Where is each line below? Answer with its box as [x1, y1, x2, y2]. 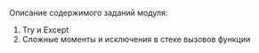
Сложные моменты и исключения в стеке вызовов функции [21, 34, 251, 44]
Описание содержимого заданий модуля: [9, 8, 168, 18]
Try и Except [21, 25, 69, 34]
